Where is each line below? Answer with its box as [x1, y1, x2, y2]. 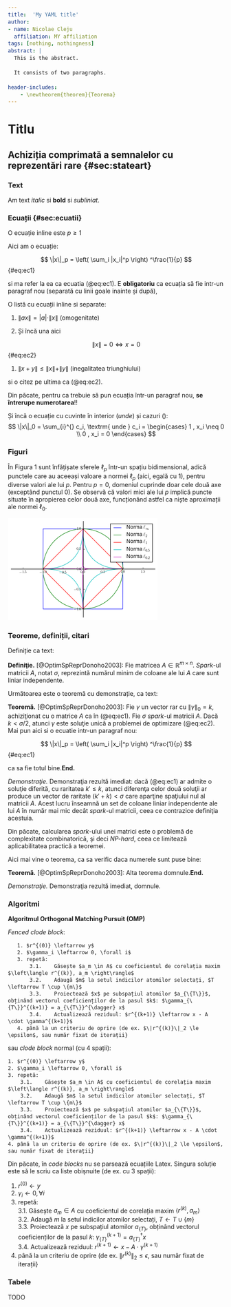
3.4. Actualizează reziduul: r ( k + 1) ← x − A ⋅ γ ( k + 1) [17, 1242, 159, 1251]
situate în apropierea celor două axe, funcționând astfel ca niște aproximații [8, 495, 221, 504]
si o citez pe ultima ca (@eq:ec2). [8, 378, 103, 386]
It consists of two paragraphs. [14, 69, 107, 76]
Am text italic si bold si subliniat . [8, 196, 100, 205]
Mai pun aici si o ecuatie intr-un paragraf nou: [8, 726, 137, 734]
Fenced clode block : [8, 928, 66, 936]
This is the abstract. [14, 55, 79, 62]
